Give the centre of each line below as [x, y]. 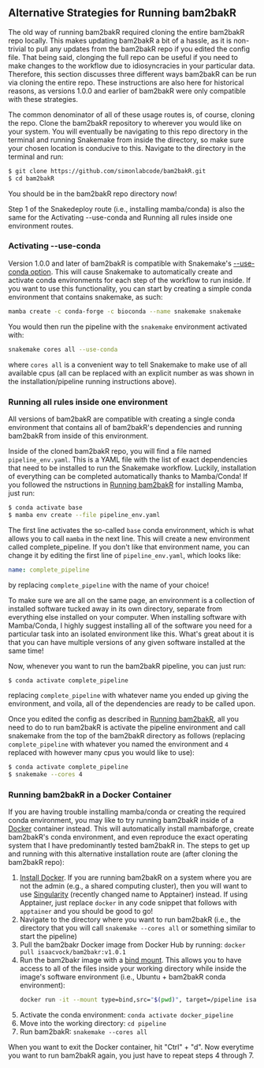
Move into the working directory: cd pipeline [93, 1024]
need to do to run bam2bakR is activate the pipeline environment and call [127, 727]
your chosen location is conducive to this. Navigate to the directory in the [127, 148]
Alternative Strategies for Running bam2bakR [122, 13]
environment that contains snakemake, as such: [86, 296]
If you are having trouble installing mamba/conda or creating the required [127, 812]
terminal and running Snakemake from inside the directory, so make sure [126, 140]
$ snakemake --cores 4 [45, 775]
